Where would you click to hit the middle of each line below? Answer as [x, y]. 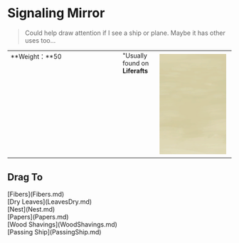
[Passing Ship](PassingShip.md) [54, 232]
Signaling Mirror [56, 13]
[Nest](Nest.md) [31, 209]
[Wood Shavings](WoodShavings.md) [62, 224]
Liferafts [135, 71]
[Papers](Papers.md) [38, 217]
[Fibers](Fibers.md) [36, 194]
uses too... [40, 40]
